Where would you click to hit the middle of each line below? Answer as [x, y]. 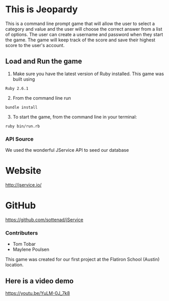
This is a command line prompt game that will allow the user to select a [80, 24]
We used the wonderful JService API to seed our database [67, 150]
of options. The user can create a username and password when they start [84, 34]
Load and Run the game [44, 62]
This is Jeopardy [41, 9]
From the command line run [42, 98]
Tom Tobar [24, 244]
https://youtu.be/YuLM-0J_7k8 [38, 293]
